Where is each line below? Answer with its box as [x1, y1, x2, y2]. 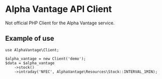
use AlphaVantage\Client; [5, 47, 59, 53]
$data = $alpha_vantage [5, 61, 55, 66]
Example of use [5, 34, 54, 43]
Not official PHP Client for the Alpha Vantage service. [5, 20, 115, 26]
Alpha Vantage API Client [5, 3, 112, 15]
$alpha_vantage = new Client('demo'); [5, 56, 86, 61]
